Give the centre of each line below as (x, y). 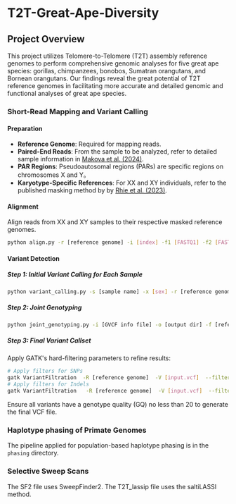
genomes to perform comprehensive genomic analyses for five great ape (113, 63)
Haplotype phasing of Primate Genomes (77, 430)
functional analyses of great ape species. (67, 93)
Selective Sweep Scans (48, 472)
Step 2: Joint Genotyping (45, 307)
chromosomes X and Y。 (53, 175)
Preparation (25, 128)
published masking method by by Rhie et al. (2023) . (92, 190)
